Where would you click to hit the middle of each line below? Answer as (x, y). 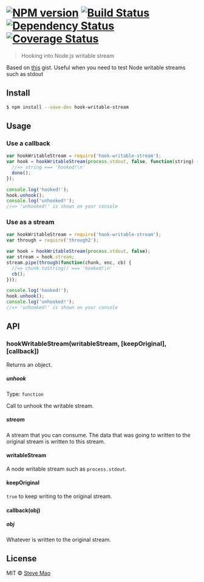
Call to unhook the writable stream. (50, 406)
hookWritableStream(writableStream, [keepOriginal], (87, 344)
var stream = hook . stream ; (40, 257)
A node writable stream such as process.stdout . (66, 469)
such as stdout (25, 74)
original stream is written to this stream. (56, 442)
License (22, 559)
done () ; (22, 173)
